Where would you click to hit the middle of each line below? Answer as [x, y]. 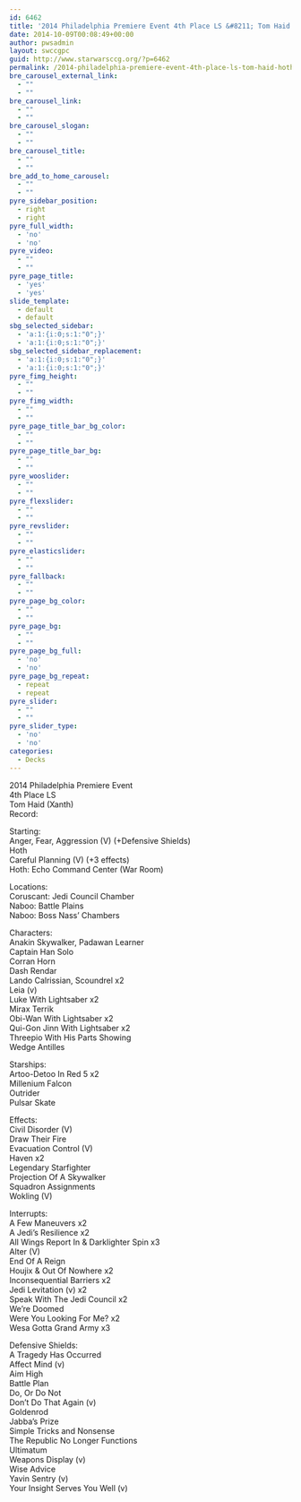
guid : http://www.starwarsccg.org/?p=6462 [90, 59]
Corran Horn [33, 961]
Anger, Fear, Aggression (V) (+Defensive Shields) [100, 840]
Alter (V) [25, 1251]
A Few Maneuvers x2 [48, 1223]
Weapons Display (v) [48, 1459]
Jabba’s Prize [34, 1421]
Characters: [31, 933]
